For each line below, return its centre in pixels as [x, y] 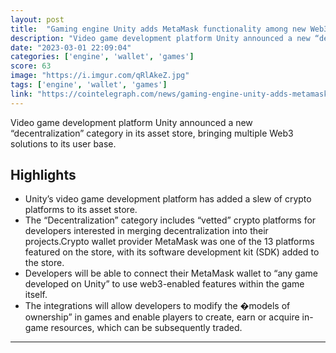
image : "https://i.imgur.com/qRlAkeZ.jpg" [100, 76]
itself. [36, 295]
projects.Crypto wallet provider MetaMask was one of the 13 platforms [169, 242]
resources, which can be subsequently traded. [146, 328]
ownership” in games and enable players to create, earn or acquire [162, 317]
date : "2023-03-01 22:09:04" [71, 47]
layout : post [37, 19]
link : [21, 94]
